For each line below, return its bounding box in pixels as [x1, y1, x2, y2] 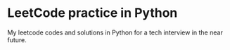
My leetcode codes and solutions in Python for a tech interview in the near [7, 28, 223, 37]
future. [7, 35, 27, 44]
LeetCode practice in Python [7, 5, 178, 21]
